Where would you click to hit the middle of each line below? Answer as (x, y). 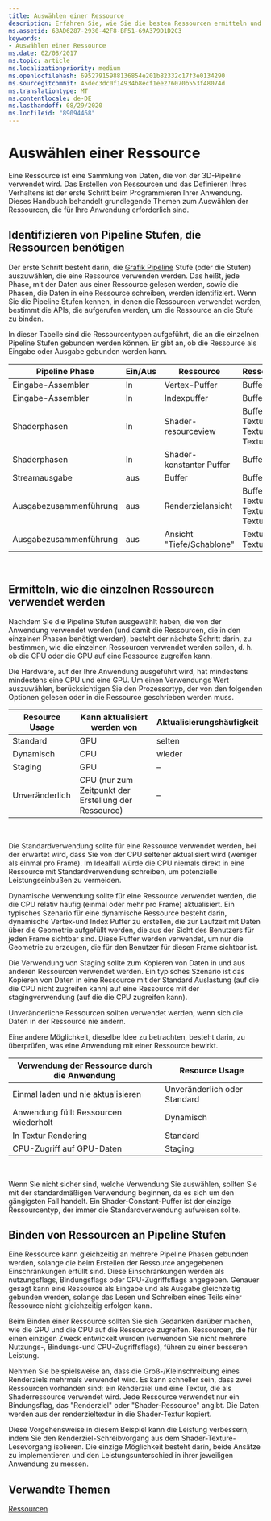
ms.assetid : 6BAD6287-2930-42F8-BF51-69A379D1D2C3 (95, 31)
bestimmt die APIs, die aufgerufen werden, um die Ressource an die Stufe (131, 310)
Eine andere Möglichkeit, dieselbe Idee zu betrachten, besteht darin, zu (127, 1036)
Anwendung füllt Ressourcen (67, 1112)
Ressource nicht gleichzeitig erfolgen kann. (80, 1306)
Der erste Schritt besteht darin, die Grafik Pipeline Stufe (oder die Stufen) (130, 267)
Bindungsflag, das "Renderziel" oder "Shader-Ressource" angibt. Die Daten (134, 1406)
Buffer (176, 477)
